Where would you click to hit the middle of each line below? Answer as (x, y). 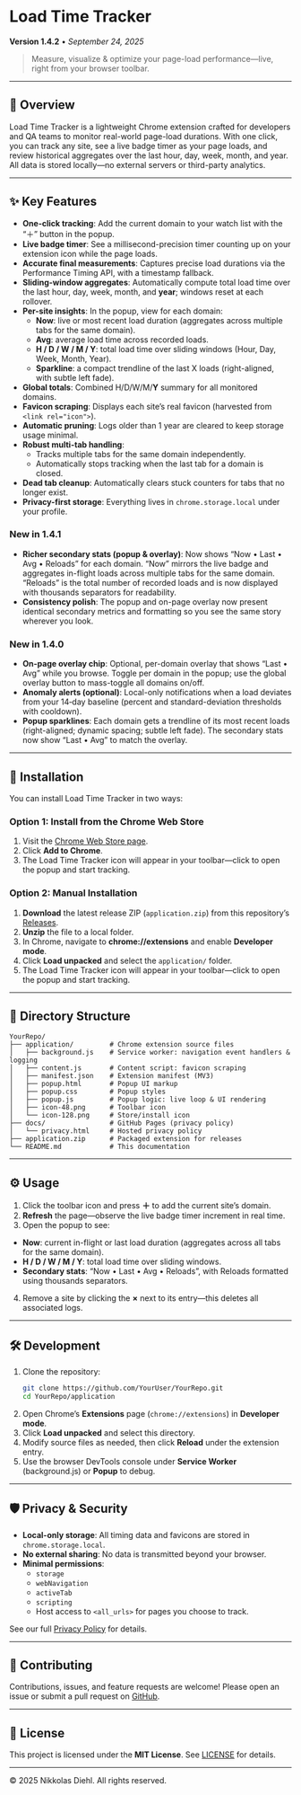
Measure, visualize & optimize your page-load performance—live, (152, 58)
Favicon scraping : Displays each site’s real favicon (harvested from (147, 406)
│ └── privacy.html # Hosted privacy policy (106, 1131)
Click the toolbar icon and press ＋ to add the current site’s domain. (146, 1206)
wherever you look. (58, 621)
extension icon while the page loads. (90, 253)
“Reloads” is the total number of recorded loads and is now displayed (150, 582)
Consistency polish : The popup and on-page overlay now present (145, 601)
